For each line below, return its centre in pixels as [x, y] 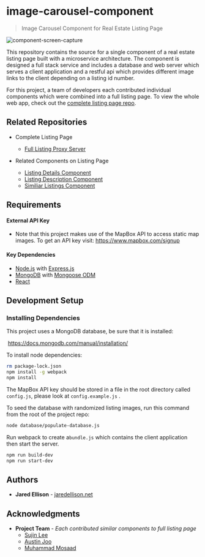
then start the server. [33, 444]
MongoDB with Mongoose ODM [55, 275]
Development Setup [45, 301]
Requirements [34, 205]
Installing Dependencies [43, 318]
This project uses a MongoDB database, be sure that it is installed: [90, 332]
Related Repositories [47, 122]
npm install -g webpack [37, 372]
